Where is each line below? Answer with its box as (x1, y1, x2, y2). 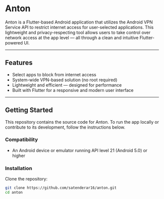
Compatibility (5, 136, 38, 143)
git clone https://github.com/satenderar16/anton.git (5, 185, 117, 191)
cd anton (5, 190, 23, 195)
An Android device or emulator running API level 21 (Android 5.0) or (12, 147, 148, 153)
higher (12, 153, 25, 158)
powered (5, 40, 23, 45)
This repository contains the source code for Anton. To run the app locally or (5, 119, 159, 125)
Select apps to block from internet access (12, 71, 97, 77)
